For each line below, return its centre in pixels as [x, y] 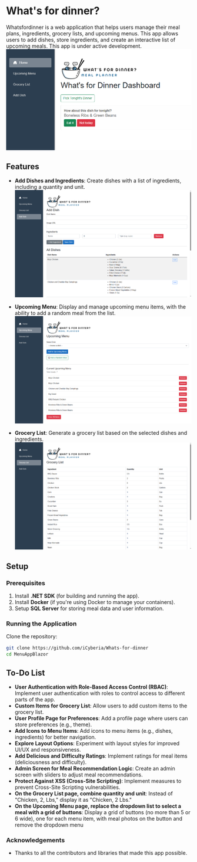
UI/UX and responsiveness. [48, 749]
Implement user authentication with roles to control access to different [100, 693]
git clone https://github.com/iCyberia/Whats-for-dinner [77, 648]
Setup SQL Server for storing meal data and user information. [89, 608]
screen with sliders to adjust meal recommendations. [79, 775]
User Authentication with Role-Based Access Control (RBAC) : [91, 687]
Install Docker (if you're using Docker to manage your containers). [95, 602]
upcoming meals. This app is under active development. [74, 46]
